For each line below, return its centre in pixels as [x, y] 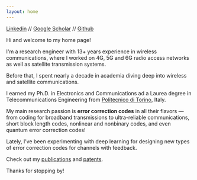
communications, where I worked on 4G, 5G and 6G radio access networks [98, 57]
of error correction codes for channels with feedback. [72, 147]
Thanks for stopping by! [35, 171]
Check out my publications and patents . [55, 159]
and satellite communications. [43, 82]
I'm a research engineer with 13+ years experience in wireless [82, 52]
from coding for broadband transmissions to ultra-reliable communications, [98, 117]
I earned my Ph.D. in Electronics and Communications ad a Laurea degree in [99, 93]
